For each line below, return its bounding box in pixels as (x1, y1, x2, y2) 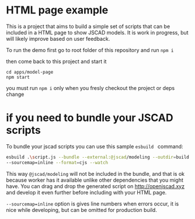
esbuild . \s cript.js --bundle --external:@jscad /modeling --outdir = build (6, 154, 190, 160)
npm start (6, 74, 30, 80)
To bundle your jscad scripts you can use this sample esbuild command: (6, 142, 183, 150)
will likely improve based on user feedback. (6, 35, 110, 42)
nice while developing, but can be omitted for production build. (6, 206, 158, 213)
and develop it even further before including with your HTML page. (6, 189, 167, 196)
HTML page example (6, 4, 109, 17)
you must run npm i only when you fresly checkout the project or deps (6, 84, 175, 91)
